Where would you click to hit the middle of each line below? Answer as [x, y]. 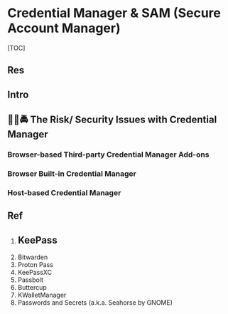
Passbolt [31, 280]
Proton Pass [35, 265]
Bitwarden [33, 257]
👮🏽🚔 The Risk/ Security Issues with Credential [112, 120]
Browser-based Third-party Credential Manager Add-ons [108, 155]
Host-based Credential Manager [64, 192]
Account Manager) [64, 28]
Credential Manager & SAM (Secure [114, 13]
